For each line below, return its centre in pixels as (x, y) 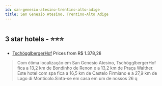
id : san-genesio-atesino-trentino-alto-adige (52, 10)
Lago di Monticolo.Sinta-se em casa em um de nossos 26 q (77, 79)
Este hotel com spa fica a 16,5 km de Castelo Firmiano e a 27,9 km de (87, 73)
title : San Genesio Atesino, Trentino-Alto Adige (57, 14)
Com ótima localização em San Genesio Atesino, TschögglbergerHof (86, 63)
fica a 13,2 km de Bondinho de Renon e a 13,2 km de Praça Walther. (85, 68)
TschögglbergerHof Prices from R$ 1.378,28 (57, 53)
